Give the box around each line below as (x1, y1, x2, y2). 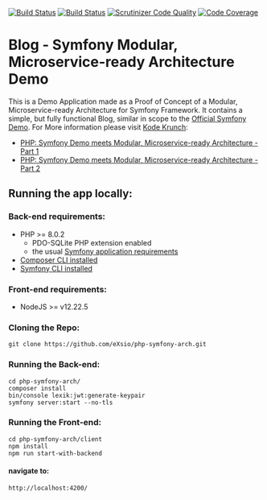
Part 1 (19, 146, 39, 156)
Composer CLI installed (19, 254, 98, 265)
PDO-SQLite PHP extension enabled (31, 238, 152, 247)
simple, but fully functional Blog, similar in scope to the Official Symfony (8, 114, 247, 123)
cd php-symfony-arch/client (8, 435, 103, 443)
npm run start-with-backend (8, 449, 103, 457)
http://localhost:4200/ (8, 484, 88, 493)
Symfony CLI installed (19, 263, 92, 273)
